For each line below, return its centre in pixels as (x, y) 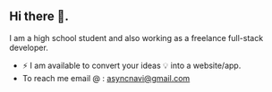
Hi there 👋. (39, 17)
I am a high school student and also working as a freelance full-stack (136, 38)
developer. (29, 47)
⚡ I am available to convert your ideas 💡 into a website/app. (132, 65)
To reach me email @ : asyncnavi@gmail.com (106, 78)
